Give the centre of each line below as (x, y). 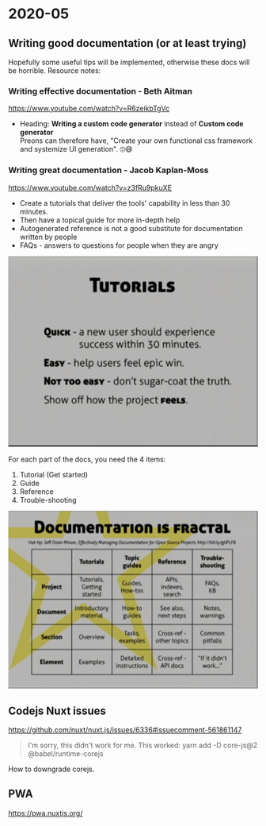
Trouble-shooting (48, 500)
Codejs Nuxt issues (57, 710)
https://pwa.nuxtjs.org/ (46, 813)
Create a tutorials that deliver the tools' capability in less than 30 (125, 203)
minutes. (34, 211)
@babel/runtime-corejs (66, 753)
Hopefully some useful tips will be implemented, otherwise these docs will (129, 62)
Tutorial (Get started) (54, 475)
